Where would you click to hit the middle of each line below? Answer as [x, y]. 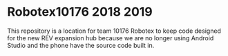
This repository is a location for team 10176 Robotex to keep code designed [114, 31]
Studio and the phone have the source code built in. [81, 45]
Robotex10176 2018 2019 [80, 12]
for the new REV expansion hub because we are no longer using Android [111, 38]
